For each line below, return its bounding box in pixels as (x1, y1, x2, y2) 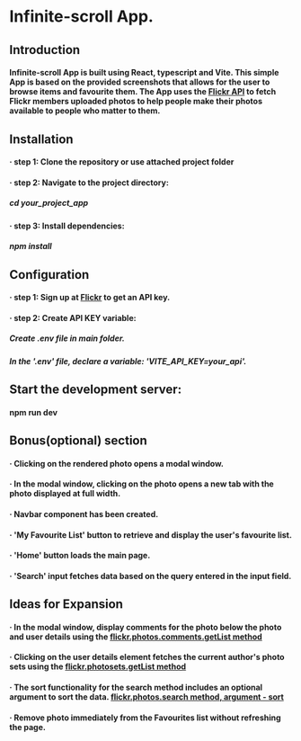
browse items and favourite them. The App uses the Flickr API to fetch (9, 86, 277, 97)
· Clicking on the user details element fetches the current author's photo (9, 652, 285, 663)
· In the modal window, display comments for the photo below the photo (9, 621, 282, 632)
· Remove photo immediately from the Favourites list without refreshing (9, 712, 281, 723)
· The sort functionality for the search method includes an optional (9, 682, 263, 692)
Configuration (9, 267, 90, 282)
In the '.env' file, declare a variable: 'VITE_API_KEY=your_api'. (9, 355, 247, 366)
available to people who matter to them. (9, 105, 161, 116)
